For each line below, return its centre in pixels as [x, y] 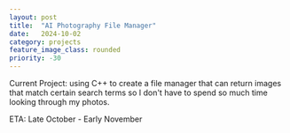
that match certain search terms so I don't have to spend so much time [138, 92]
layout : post [33, 17]
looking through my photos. [59, 102]
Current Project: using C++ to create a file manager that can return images [145, 83]
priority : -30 [35, 58]
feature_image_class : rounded [65, 50]
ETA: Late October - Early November [76, 119]
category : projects [45, 42]
